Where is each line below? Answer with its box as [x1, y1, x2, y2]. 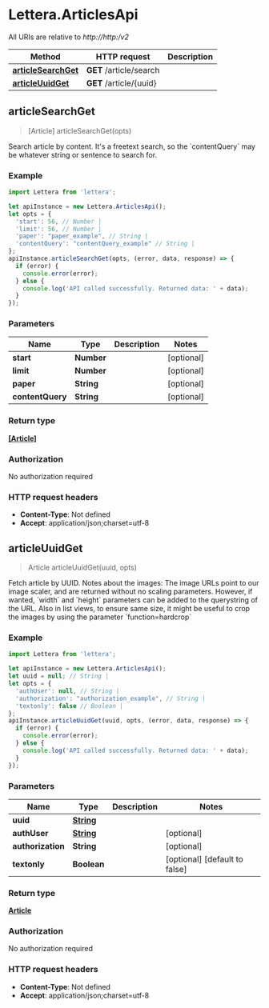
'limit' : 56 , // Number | [15, 225, 102, 233]
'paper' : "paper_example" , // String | [15, 232, 149, 241]
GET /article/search [86, 64, 160, 75]
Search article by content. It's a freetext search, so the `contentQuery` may [8, 142, 256, 151]
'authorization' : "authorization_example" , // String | [15, 694, 206, 702]
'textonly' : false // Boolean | [15, 702, 124, 710]
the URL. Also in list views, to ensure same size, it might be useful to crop [8, 604, 251, 614]
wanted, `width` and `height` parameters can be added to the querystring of [8, 595, 259, 605]
